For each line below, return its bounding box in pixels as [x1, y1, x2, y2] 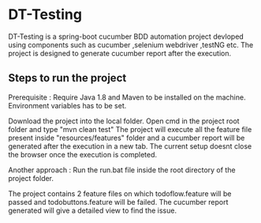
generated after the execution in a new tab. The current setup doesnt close [8, 141, 252, 151]
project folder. [8, 173, 54, 183]
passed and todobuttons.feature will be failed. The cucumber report [8, 197, 229, 206]
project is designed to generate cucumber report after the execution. [8, 48, 232, 58]
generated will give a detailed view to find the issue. [8, 206, 177, 215]
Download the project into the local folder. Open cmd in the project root [8, 116, 240, 126]
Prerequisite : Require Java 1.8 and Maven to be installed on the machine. [8, 93, 246, 102]
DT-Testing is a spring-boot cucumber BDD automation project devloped [8, 32, 244, 41]
